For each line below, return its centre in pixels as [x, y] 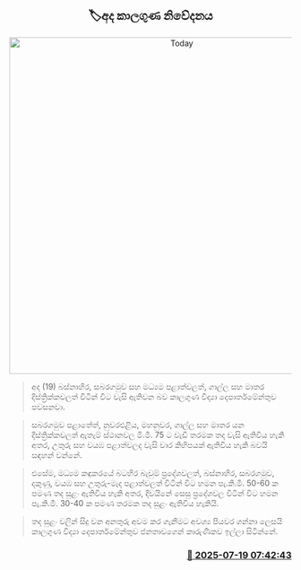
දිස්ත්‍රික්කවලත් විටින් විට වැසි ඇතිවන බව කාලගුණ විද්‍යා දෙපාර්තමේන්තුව [154, 396]
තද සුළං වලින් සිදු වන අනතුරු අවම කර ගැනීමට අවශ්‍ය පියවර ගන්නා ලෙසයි [157, 521]
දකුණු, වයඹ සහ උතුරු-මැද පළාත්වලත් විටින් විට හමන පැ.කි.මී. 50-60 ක [155, 483]
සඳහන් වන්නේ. [56, 455]
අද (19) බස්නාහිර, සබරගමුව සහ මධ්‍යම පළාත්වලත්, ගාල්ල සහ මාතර [148, 386]
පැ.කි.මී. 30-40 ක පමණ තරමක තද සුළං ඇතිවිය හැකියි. [125, 503]
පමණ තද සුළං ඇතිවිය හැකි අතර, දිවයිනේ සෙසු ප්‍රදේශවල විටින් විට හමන [155, 493]
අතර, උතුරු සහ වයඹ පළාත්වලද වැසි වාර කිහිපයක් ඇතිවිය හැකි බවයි [149, 444]
